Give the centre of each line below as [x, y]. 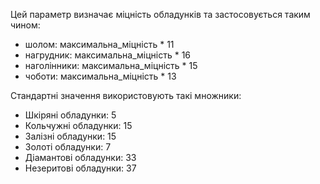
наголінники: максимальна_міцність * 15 [111, 65]
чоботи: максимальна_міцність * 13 [100, 76]
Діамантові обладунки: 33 [80, 157]
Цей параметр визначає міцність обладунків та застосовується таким [160, 14]
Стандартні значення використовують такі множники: [126, 95]
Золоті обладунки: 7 [68, 147]
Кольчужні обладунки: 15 [78, 125]
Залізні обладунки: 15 [70, 136]
